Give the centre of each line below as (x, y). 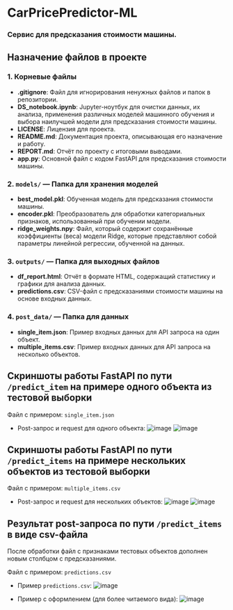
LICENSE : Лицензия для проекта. (66, 129)
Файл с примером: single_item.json (61, 415)
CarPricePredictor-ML (72, 13)
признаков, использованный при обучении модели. (94, 221)
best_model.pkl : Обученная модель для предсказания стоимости (115, 199)
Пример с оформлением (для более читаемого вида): (98, 599)
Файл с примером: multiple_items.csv (64, 488)
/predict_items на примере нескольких (97, 460)
